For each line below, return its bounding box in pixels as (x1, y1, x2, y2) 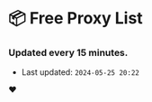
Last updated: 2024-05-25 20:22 (21, 67, 140, 78)
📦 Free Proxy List (8, 8, 143, 29)
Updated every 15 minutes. (8, 47, 129, 60)
